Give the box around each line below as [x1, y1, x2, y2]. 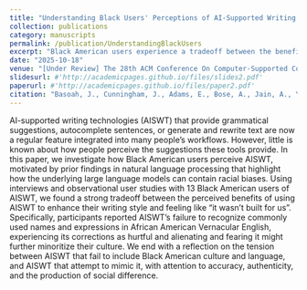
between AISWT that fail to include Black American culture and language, [9, 250, 286, 261]
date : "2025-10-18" [9, 56, 84, 65]
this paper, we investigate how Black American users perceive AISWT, [9, 153, 274, 164]
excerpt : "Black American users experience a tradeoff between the [9, 47, 272, 57]
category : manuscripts [9, 30, 96, 39]
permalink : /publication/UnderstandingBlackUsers [9, 38, 203, 48]
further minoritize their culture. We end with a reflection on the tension [9, 241, 275, 252]
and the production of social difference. [9, 270, 159, 281]
